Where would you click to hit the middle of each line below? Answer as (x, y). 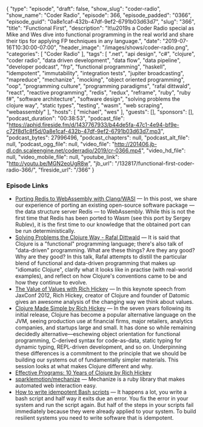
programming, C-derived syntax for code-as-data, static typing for (98, 341)
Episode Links (27, 186)
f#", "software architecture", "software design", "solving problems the (93, 99)
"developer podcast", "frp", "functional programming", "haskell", (86, 67)
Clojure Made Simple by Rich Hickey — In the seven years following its (103, 308)
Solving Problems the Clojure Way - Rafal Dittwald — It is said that (98, 237)
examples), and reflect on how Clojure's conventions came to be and (101, 276)
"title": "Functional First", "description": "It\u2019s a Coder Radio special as (100, 28)
